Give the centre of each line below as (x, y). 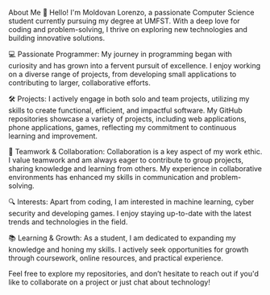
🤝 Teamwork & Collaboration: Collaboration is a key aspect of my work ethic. (135, 152)
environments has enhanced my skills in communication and (108, 177)
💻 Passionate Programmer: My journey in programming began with (120, 54)
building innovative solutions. (57, 38)
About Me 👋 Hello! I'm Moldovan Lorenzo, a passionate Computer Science (131, 12)
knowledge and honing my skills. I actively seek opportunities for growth (129, 250)
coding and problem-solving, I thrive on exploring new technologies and (128, 29)
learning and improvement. (53, 136)
